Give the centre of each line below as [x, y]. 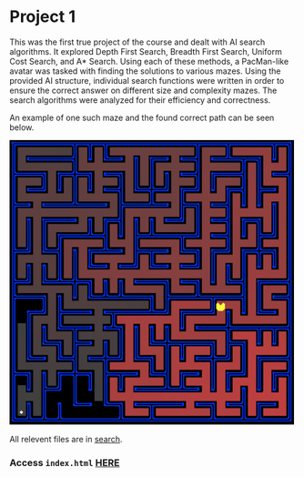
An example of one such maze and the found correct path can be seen [142, 117]
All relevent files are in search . [66, 439]
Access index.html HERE [65, 462]
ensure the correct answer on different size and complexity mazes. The [143, 90]
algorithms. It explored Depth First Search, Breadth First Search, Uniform [146, 51]
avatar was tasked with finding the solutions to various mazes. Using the [145, 71]
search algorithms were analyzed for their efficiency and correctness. [140, 100]
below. [22, 127]
